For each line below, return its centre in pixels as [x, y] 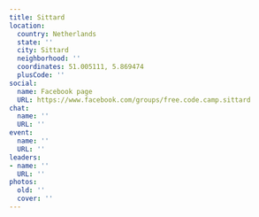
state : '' [35, 42]
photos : [23, 182]
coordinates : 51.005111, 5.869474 [80, 67]
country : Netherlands [57, 34]
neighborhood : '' [49, 58]
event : [21, 133]
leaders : [25, 157]
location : [27, 26]
